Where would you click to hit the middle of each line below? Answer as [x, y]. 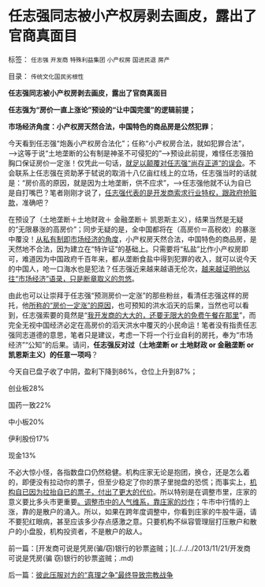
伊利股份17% [29, 438]
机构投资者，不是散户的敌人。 [98, 531]
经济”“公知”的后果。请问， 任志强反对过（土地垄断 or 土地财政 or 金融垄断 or [131, 344]
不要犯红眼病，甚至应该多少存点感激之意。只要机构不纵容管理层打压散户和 [129, 521]
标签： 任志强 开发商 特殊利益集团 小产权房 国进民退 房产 [89, 59]
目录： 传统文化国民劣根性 [46, 76]
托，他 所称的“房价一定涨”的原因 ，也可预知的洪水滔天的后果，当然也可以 [125, 305]
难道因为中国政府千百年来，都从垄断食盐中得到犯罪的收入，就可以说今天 [139, 258]
